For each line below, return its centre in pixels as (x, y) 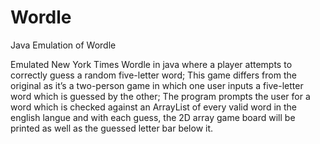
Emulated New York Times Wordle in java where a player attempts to (151, 64)
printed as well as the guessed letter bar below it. (112, 128)
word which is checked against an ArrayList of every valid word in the (154, 107)
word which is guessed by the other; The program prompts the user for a (160, 96)
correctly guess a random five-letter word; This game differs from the (153, 75)
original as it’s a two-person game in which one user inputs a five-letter (157, 85)
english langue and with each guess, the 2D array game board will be (153, 117)
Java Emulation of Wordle (63, 45)
